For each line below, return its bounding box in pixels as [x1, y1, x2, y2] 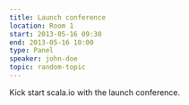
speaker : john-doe [9, 54, 78, 63]
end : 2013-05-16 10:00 [9, 37, 94, 47]
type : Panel [9, 46, 54, 55]
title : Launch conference [9, 12, 106, 22]
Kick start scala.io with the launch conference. [9, 86, 181, 98]
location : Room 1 [9, 21, 74, 30]
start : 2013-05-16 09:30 [9, 29, 102, 38]
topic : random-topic [9, 63, 87, 72]
